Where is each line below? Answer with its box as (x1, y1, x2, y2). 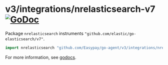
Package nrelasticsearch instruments (5, 30, 84, 36)
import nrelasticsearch (5, 45, 55, 50)
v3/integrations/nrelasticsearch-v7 (5, 3, 155, 15)
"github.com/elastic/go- (84, 31, 136, 36)
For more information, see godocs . (5, 54, 76, 60)
